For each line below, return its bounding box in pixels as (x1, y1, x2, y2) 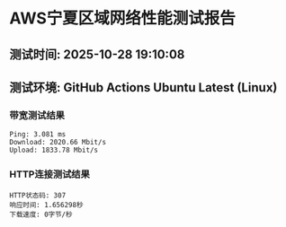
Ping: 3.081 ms (9, 130, 67, 139)
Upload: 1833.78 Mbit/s (9, 145, 99, 155)
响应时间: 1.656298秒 (9, 200, 84, 209)
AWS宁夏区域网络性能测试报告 (9, 8, 237, 29)
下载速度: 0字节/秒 (9, 210, 73, 219)
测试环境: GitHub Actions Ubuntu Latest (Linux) (9, 80, 278, 95)
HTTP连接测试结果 (9, 168, 90, 180)
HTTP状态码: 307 (9, 190, 67, 200)
